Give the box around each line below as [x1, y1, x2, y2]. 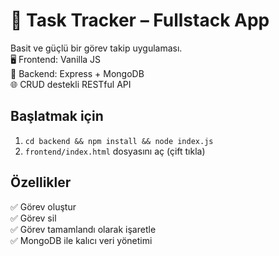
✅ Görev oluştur [10, 200, 77, 213]
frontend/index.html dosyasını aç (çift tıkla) [24, 145, 206, 157]
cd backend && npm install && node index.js [24, 136, 214, 146]
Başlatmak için [10, 108, 104, 125]
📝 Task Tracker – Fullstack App [10, 9, 270, 32]
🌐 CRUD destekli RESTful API [10, 78, 132, 90]
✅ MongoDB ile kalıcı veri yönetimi [10, 234, 153, 246]
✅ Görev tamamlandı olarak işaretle [10, 223, 157, 235]
